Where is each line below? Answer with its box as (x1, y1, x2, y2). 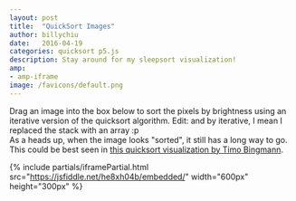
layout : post (9, 13, 59, 23)
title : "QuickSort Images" (9, 22, 116, 31)
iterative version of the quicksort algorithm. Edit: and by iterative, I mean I (9, 115, 283, 126)
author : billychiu (9, 30, 79, 39)
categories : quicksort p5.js (9, 47, 119, 56)
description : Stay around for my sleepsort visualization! (9, 55, 237, 64)
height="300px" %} (9, 180, 83, 191)
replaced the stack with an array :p (9, 124, 139, 136)
